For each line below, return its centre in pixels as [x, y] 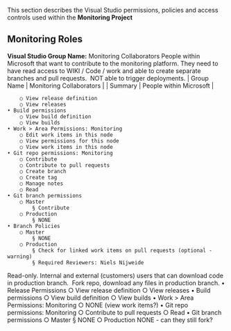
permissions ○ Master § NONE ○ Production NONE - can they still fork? [110, 320]
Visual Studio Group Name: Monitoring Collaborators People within [104, 56]
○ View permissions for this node [69, 141]
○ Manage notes [42, 184]
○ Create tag [38, 177]
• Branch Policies [34, 226]
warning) [20, 257]
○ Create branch [43, 171]
